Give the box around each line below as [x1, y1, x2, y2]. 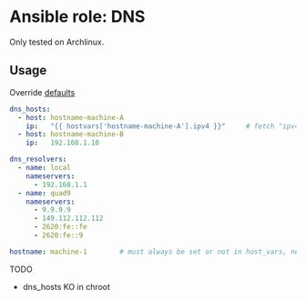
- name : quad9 [17, 188, 71, 197]
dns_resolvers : [9, 155, 67, 165]
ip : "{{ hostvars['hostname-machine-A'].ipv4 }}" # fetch [25, 121, 275, 131]
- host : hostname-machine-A [17, 113, 125, 122]
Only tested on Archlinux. [9, 36, 105, 47]
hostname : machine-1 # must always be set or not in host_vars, [9, 247, 287, 256]
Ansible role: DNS [9, 6, 146, 27]
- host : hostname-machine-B [17, 130, 125, 139]
